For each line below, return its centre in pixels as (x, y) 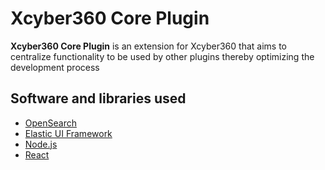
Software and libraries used (98, 98)
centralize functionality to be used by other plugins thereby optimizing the (162, 56)
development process (55, 67)
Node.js (41, 144)
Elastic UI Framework (68, 133)
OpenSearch (50, 123)
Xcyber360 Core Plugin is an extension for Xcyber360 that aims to (148, 46)
